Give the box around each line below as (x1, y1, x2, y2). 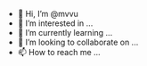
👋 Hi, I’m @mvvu (17, 9, 78, 19)
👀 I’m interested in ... (17, 18, 94, 29)
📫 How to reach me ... (17, 47, 101, 57)
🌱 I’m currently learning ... (17, 28, 113, 37)
